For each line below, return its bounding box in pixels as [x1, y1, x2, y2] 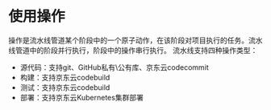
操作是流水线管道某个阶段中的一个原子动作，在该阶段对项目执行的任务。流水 [8, 35, 263, 45]
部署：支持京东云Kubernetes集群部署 [19, 92, 144, 102]
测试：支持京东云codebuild [19, 82, 110, 92]
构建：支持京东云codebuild [19, 72, 110, 82]
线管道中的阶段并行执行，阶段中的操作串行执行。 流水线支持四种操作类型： [8, 45, 258, 55]
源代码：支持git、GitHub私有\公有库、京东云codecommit [19, 62, 210, 72]
